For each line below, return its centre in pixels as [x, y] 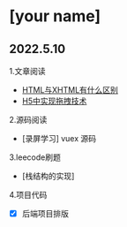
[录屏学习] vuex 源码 [59, 138]
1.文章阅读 [27, 71]
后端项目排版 [45, 213]
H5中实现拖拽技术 [54, 101]
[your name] [55, 16]
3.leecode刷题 [35, 157]
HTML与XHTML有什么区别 [70, 90]
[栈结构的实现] [48, 176]
